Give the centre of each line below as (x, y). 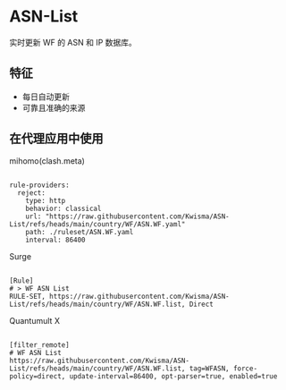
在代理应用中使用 (56, 139)
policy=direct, (38, 376)
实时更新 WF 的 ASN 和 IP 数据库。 (73, 42)
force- (245, 369)
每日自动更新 (46, 97)
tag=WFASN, (209, 369)
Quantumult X (35, 320)
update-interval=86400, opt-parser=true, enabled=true (173, 376)
